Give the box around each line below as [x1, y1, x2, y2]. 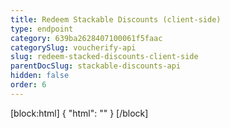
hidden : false [10, 71, 70, 81]
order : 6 [10, 80, 47, 90]
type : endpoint [10, 24, 74, 34]
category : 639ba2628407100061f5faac [10, 33, 163, 43]
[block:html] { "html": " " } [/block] [10, 107, 149, 119]
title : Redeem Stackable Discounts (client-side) [10, 14, 222, 25]
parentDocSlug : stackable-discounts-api [10, 61, 182, 71]
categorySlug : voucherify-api [10, 42, 137, 53]
